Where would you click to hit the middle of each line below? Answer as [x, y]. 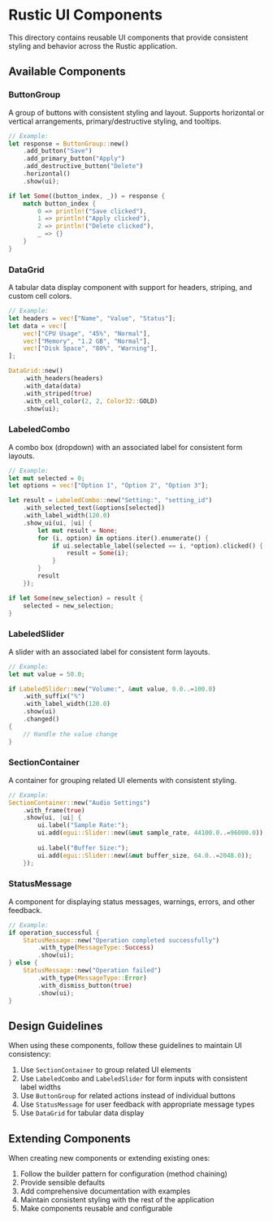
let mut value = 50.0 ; [47, 674]
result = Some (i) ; [97, 553]
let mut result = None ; [78, 530]
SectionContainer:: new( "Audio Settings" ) [80, 803]
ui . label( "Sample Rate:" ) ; [83, 825]
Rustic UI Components [85, 15]
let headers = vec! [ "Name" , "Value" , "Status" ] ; [92, 318]
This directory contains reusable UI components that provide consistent [128, 37]
